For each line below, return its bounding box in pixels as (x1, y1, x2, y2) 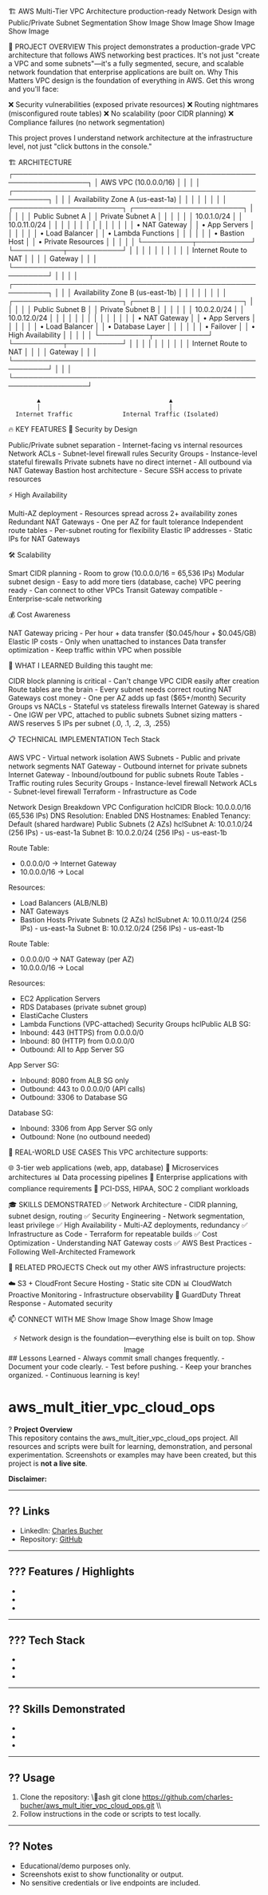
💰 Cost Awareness (8, 610, 71, 619)
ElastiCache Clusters (19, 1011, 89, 1020)
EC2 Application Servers (19, 994, 101, 1003)
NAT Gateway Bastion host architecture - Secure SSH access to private (8, 466, 242, 475)
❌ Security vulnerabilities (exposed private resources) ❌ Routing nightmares (8, 100, 259, 109)
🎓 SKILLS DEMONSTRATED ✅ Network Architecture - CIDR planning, (8, 1200, 238, 1209)
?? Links (8, 1505, 50, 1518)
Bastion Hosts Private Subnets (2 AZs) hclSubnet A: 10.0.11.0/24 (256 (19, 915, 247, 924)
